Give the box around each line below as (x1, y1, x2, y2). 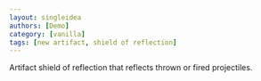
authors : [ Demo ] (9, 21, 69, 30)
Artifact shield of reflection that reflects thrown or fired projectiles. (9, 62, 253, 73)
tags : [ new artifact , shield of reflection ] (9, 37, 177, 47)
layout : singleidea (9, 12, 82, 22)
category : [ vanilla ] (9, 29, 86, 38)
